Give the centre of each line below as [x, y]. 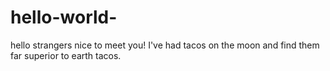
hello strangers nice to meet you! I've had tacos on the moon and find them [165, 45]
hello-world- [64, 17]
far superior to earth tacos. [66, 55]
